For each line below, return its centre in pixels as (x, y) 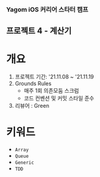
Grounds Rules (33, 84)
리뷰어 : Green (32, 106)
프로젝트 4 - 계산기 (39, 31)
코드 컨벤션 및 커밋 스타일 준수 (59, 98)
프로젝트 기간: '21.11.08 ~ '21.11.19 (54, 77)
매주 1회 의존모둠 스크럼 (51, 91)
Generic (24, 163)
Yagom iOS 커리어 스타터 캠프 (47, 9)
